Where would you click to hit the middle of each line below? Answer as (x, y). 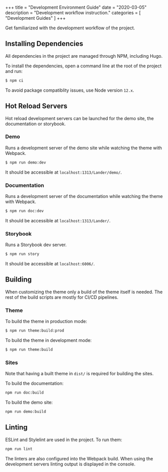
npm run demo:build (26, 412)
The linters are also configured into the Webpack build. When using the (79, 458)
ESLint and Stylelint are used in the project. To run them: (64, 440)
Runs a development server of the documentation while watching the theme (84, 196)
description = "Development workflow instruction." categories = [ (73, 13)
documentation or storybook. (36, 124)
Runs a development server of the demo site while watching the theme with (84, 148)
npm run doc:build (24, 393)
